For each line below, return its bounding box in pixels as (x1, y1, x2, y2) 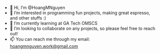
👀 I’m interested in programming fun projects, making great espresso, (9, 10, 151, 16)
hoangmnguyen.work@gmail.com (9, 43, 79, 49)
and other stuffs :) (9, 15, 47, 21)
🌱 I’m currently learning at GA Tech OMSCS (9, 20, 98, 26)
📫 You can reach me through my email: (9, 36, 90, 42)
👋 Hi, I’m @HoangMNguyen (9, 5, 65, 10)
